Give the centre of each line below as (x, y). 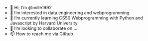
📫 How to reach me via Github (41, 34)
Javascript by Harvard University (44, 23)
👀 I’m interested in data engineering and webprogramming (70, 13)
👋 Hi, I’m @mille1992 (31, 8)
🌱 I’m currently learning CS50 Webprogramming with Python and (76, 18)
